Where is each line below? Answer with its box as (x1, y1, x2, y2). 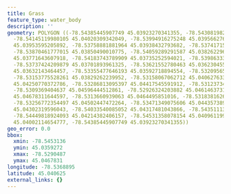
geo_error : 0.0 (7, 125, 51, 132)
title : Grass (7, 10, 45, 17)
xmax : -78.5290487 (13, 151, 67, 158)
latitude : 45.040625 (7, 170, 67, 177)
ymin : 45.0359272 (13, 144, 63, 151)
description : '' (7, 23, 54, 30)
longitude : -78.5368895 (7, 163, 76, 171)
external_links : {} (7, 176, 63, 183)
